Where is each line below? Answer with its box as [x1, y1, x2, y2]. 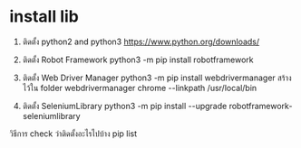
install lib [9, 6, 79, 27]
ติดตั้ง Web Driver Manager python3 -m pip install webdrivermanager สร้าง [22, 72, 292, 83]
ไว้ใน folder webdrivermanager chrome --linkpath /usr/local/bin [22, 82, 257, 93]
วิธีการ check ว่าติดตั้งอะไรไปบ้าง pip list [9, 128, 138, 139]
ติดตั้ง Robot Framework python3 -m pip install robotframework [22, 54, 254, 65]
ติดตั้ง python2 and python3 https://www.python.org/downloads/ [22, 36, 260, 47]
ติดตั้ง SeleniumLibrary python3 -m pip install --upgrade [22, 100, 228, 111]
